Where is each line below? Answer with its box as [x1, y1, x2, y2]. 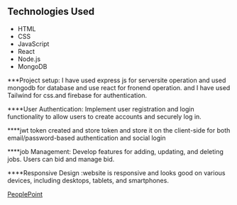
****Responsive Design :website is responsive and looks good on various [7, 168, 226, 177]
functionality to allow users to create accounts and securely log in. [7, 112, 202, 121]
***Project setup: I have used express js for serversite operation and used [7, 76, 226, 84]
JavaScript [17, 39, 50, 48]
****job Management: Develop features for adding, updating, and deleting [7, 147, 224, 155]
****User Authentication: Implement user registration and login [7, 104, 195, 113]
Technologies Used [7, 6, 94, 18]
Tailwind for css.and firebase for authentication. [7, 91, 148, 99]
